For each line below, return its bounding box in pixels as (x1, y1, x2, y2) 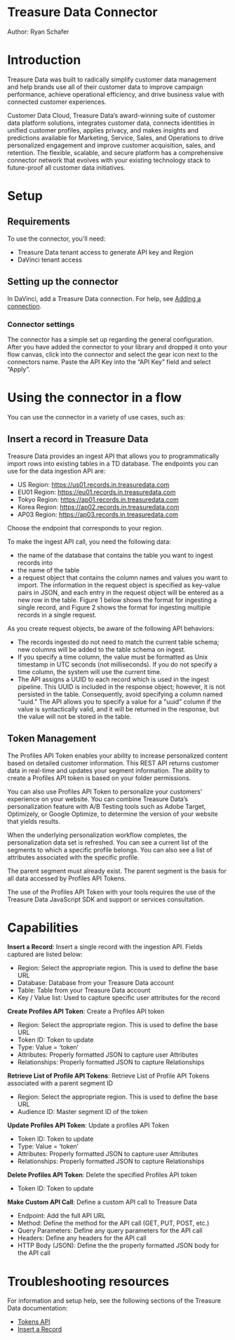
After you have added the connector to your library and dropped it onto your (7, 342, 228, 351)
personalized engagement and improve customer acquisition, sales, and (7, 141, 215, 149)
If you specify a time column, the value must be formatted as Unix (17, 652, 208, 661)
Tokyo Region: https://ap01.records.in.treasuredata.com (17, 495, 179, 504)
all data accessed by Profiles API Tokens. (7, 874, 126, 883)
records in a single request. (17, 610, 97, 619)
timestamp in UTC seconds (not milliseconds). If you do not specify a (17, 660, 217, 669)
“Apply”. (7, 365, 30, 373)
